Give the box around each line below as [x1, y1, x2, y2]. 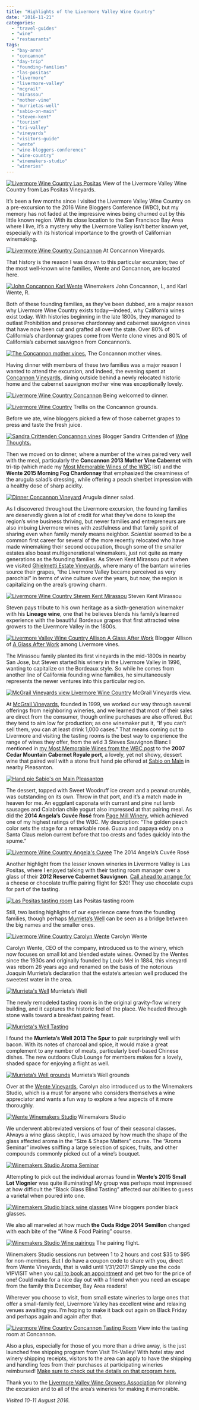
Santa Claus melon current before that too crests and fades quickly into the [6, 831, 190, 838]
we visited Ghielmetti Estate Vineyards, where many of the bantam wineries [6, 562, 191, 569]
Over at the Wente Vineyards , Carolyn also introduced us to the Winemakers [6, 1083, 193, 1090]
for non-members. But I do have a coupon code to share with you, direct [6, 1257, 183, 1264]
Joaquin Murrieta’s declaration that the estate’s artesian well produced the [6, 970, 188, 977]
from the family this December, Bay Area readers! [6, 1282, 127, 1290]
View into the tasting [137, 1324, 188, 1332]
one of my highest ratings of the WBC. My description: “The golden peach [6, 819, 188, 826]
